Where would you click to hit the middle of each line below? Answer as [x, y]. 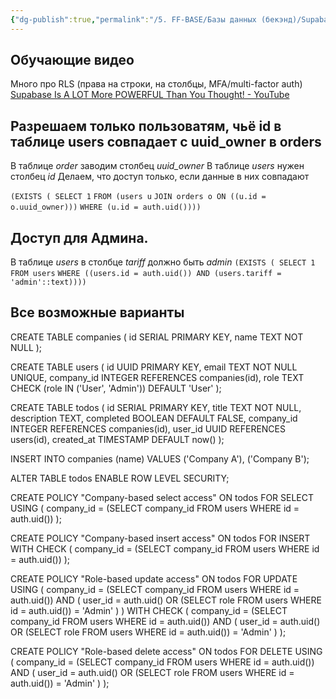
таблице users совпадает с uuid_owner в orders [166, 141]
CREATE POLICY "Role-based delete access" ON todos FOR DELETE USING [166, 651]
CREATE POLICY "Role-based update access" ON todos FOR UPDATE [154, 578]
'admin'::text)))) [48, 282]
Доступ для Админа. [79, 237]
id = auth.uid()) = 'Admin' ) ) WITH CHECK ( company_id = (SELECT [149, 610]
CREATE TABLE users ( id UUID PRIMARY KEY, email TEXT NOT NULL [154, 367]
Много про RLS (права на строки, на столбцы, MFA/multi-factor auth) [156, 84]
